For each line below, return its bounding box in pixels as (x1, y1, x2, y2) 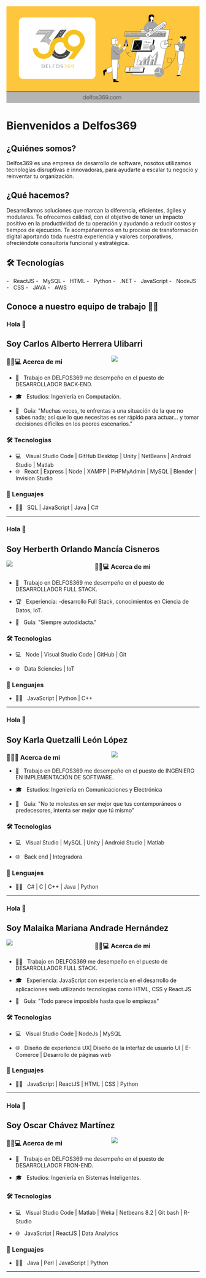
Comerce (15, 1051, 39, 1058)
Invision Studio (15, 474, 53, 481)
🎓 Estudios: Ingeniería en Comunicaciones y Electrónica (15, 786, 162, 793)
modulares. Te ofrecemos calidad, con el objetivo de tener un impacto (6, 213, 184, 220)
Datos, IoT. (15, 606, 43, 614)
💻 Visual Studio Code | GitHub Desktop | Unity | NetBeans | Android (15, 452, 191, 459)
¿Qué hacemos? (6, 190, 70, 201)
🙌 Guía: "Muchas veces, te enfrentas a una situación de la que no (15, 407, 184, 414)
